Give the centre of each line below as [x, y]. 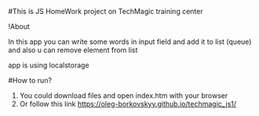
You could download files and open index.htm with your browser [124, 96]
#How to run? [30, 80]
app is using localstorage [49, 65]
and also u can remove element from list [73, 50]
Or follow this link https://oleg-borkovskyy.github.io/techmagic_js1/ [128, 104]
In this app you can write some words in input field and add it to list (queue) [130, 42]
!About [19, 26]
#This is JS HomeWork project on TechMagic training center [106, 11]
